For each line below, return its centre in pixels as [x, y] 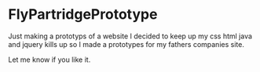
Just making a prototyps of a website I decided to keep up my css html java [130, 36]
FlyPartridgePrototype [83, 14]
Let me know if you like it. [49, 59]
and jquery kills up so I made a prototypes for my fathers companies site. [126, 44]
